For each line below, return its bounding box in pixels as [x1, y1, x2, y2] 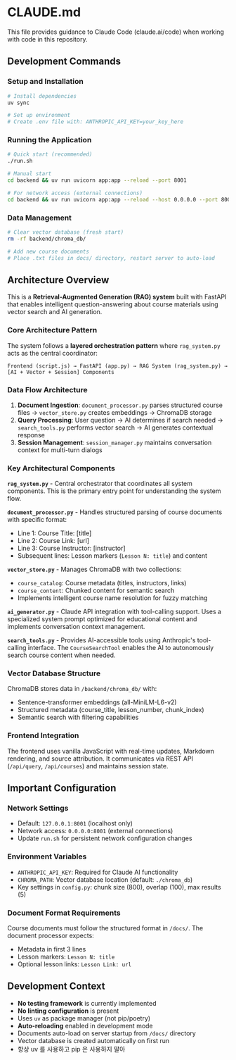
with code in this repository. [7, 35, 88, 43]
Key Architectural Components [7, 463, 116, 473]
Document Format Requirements [7, 908, 121, 918]
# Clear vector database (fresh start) [7, 228, 124, 236]
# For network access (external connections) [7, 189, 143, 197]
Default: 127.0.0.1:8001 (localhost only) [17, 819, 133, 828]
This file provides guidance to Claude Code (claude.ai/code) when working [7, 27, 225, 36]
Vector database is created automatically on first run [17, 1036, 170, 1045]
